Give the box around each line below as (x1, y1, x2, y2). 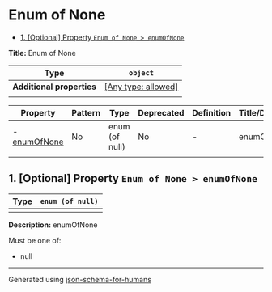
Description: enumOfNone (8, 220, 98, 230)
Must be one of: (8, 235, 62, 245)
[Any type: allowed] (104, 81, 179, 92)
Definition (192, 107, 232, 118)
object (128, 68, 154, 78)
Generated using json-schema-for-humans (8, 274, 152, 284)
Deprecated (138, 107, 185, 118)
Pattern (71, 107, 101, 118)
